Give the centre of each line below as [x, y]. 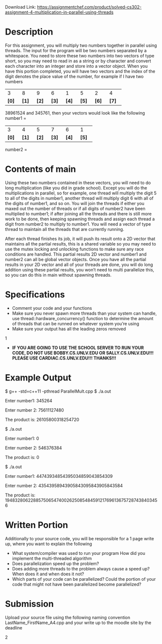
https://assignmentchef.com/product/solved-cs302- [89, 7]
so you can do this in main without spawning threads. [58, 275]
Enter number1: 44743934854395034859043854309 [59, 476]
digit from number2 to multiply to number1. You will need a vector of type [78, 224]
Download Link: [21, 7]
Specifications [35, 295]
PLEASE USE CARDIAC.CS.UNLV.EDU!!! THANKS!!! [64, 358]
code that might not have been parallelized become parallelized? [77, 584]
